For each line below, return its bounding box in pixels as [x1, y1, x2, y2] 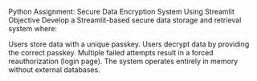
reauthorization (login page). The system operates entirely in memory [8, 56, 239, 66]
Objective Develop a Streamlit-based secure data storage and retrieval [8, 15, 242, 25]
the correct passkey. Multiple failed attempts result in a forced [8, 48, 214, 57]
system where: [8, 24, 58, 33]
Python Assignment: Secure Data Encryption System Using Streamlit [8, 7, 235, 16]
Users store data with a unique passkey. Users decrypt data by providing [8, 39, 250, 49]
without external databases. [8, 65, 100, 75]
